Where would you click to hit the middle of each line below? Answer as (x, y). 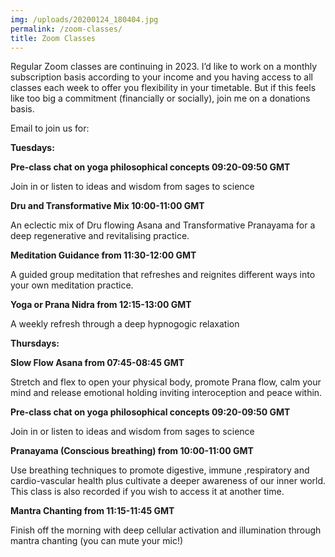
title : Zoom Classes (53, 38)
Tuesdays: (32, 148)
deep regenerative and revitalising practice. (100, 236)
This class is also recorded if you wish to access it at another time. (147, 492)
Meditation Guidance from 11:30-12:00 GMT (103, 255)
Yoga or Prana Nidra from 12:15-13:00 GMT (101, 305)
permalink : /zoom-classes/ (66, 29)
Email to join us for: (50, 128)
